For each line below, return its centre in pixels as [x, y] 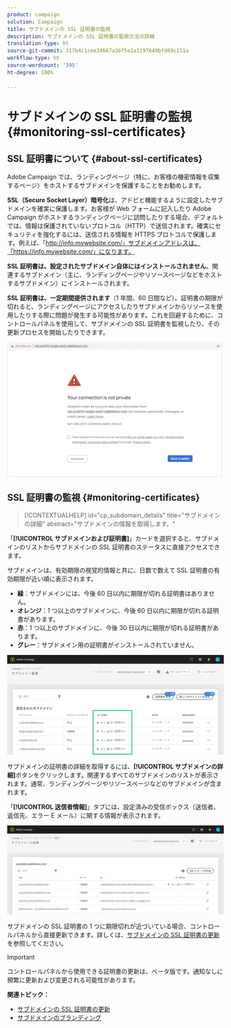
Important [21, 957]
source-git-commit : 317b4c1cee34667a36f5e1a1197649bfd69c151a [98, 51]
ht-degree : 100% [30, 72]
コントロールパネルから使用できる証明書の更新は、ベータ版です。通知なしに [115, 971]
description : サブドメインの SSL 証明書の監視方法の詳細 [81, 36]
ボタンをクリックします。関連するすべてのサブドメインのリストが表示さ [117, 775]
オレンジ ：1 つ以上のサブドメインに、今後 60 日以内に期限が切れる [112, 611]
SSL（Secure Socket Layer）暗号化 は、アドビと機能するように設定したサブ [115, 200]
